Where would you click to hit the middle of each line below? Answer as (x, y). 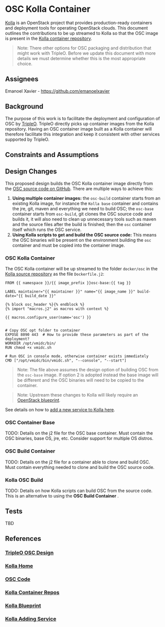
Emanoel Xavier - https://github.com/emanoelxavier (57, 91)
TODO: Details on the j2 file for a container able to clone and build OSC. (78, 462)
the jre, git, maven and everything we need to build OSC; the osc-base (83, 208)
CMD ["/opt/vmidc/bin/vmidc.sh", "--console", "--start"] (66, 361)
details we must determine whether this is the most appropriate (81, 58)
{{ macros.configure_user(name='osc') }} (48, 318)
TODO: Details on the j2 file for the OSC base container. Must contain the (79, 433)
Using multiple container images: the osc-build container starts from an (86, 198)
